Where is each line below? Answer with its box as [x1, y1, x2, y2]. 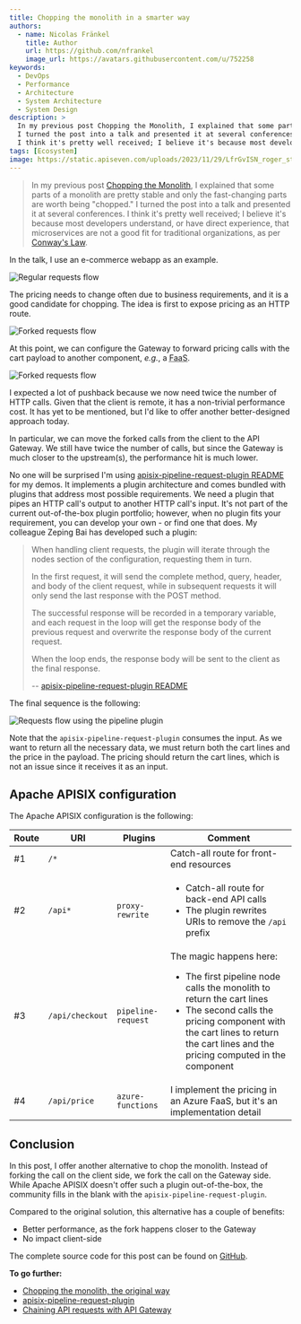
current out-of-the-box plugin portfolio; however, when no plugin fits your [9, 508, 281, 518]
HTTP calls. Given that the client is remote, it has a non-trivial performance [9, 396, 286, 407]
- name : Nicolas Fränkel [17, 30, 110, 39]
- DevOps [17, 72, 50, 81]
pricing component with [185, 1015, 286, 1028]
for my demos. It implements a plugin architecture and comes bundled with [9, 479, 287, 490]
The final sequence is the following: [9, 697, 141, 709]
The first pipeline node [185, 971, 280, 983]
